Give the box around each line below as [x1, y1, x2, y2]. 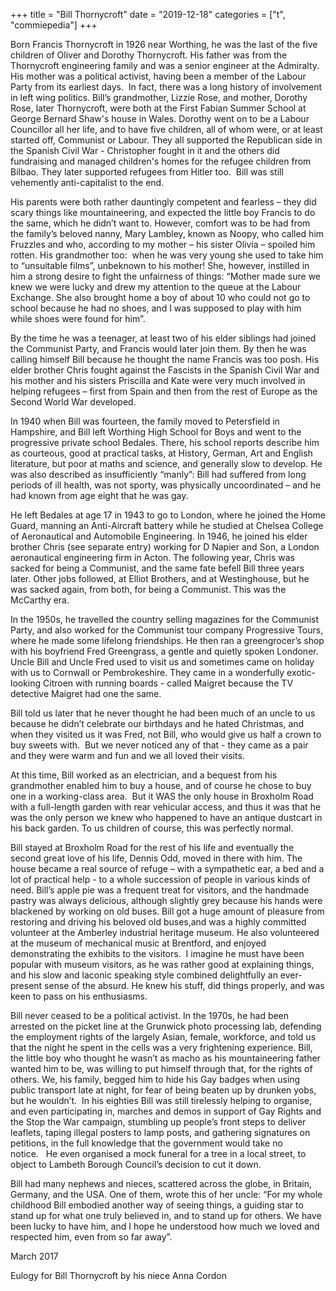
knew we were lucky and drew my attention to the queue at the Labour [10, 281, 302, 293]
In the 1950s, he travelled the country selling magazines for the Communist [10, 614, 320, 625]
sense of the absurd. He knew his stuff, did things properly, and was [44, 980, 325, 991]
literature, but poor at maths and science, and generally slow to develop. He [10, 458, 323, 469]
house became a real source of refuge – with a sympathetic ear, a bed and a [10, 863, 325, 874]
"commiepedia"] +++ [10, 19, 98, 31]
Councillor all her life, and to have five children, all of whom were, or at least [10, 124, 323, 135]
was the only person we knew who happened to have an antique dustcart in [10, 812, 323, 823]
